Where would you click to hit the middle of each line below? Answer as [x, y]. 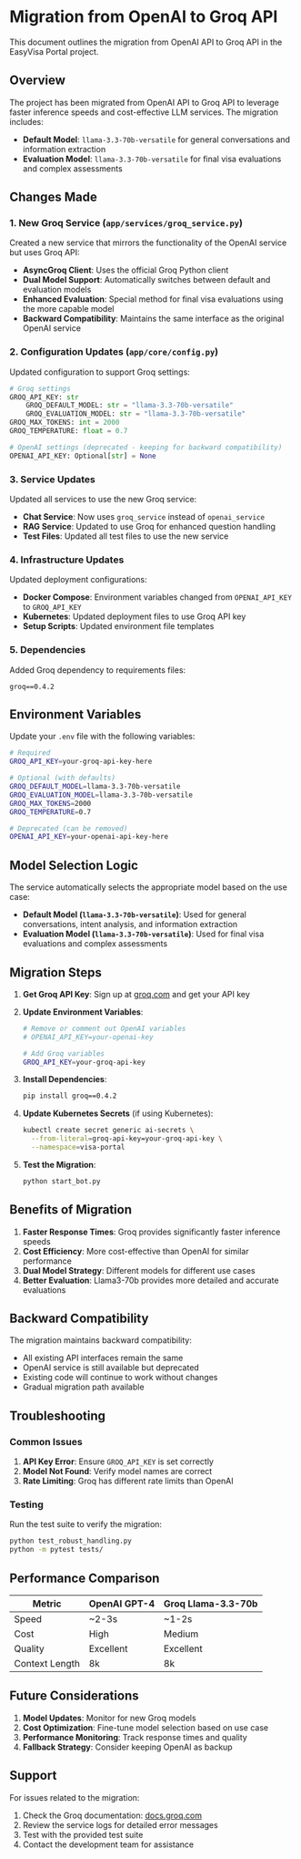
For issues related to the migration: [75, 1797]
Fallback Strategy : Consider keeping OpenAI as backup [128, 1747]
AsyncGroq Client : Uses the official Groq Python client [125, 270]
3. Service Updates [52, 479]
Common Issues [46, 1441]
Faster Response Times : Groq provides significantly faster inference [151, 1232]
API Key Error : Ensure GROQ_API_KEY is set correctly [118, 1461]
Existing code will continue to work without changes [120, 1378]
